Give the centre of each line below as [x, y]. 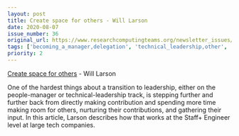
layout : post [27, 14]
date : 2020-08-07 [33, 27]
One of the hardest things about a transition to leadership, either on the [111, 87]
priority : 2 [25, 54]
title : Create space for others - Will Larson [78, 21]
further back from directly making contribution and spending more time [112, 102]
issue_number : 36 [33, 34]
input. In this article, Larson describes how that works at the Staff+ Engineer [119, 117]
